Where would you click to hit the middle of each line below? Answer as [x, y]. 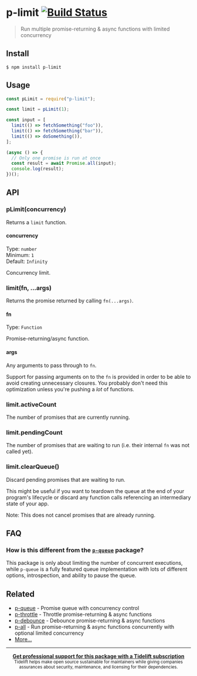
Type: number [21, 249]
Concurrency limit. [28, 272]
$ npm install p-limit [34, 67]
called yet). [20, 452]
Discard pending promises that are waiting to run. [66, 479]
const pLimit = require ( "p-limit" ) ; [51, 99]
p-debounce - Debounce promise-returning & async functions [90, 621]
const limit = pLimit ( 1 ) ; [38, 109]
